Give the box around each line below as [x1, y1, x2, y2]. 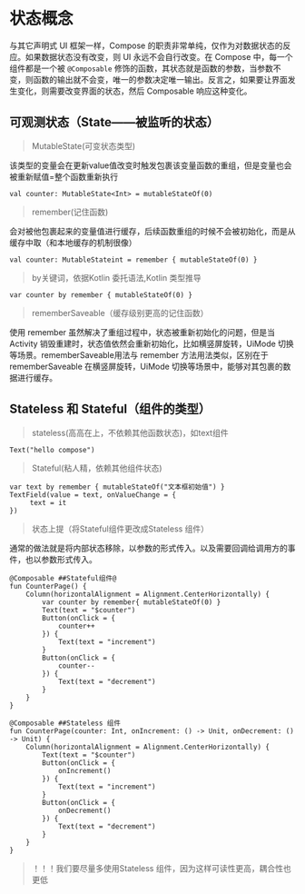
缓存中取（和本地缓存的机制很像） [9, 237, 137, 248]
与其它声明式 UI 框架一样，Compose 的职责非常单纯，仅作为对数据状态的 [9, 40, 283, 51]
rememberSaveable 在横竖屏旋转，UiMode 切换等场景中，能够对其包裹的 [9, 361, 283, 372]
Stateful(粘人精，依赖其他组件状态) [31, 462, 162, 473]
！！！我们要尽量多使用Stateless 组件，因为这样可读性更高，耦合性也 [31, 862, 292, 873]
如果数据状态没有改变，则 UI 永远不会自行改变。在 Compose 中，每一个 [25, 51, 293, 62]
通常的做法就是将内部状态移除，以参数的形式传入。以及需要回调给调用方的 [9, 542, 288, 553]
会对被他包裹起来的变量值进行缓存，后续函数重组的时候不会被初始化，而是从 [9, 225, 296, 236]
